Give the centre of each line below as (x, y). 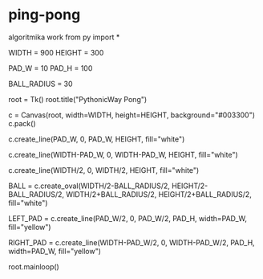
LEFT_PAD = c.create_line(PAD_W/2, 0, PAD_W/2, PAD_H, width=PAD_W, (127, 218)
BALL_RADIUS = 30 (41, 84)
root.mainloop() (34, 266)
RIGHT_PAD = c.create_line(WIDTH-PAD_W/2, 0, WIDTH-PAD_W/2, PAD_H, (131, 242)
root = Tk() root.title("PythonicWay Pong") (78, 99)
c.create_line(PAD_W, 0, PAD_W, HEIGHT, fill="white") (97, 139)
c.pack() (22, 123)
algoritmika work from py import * (64, 37)
